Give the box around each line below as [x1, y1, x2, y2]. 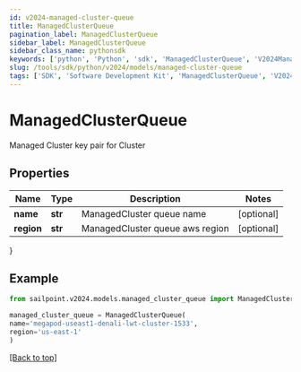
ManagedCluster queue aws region [81, 221, 230, 234]
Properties [9, 166, 70, 181]
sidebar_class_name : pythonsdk [9, 47, 126, 56]
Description [129, 192, 181, 204]
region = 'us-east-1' [9, 327, 82, 336]
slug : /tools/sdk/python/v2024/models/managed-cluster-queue [9, 64, 243, 73]
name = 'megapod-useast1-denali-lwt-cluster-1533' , [9, 319, 199, 328]
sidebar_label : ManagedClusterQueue [9, 38, 146, 48]
